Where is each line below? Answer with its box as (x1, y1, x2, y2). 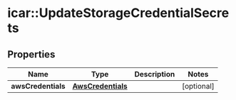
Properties (7, 48, 56, 60)
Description (134, 70, 175, 79)
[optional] (181, 82, 215, 91)
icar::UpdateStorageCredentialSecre (7, 5, 230, 21)
